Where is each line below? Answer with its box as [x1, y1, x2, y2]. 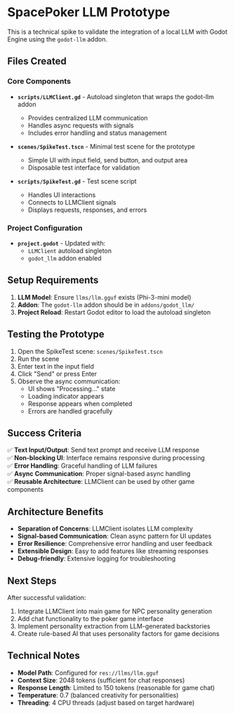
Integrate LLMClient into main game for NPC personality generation [17, 606, 213, 616]
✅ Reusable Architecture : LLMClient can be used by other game [7, 478, 195, 486]
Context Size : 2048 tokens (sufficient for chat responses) [17, 676, 185, 684]
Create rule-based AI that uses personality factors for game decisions [17, 629, 220, 637]
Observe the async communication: [17, 377, 121, 385]
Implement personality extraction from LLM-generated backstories [17, 622, 210, 630]
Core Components [7, 77, 72, 87]
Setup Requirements [7, 274, 99, 286]
